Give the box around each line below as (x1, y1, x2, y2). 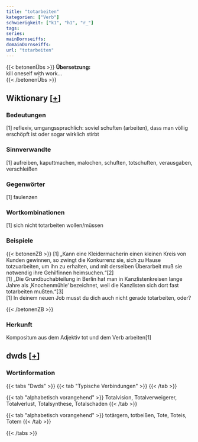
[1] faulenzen (6, 194, 38, 201)
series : (6, 31, 25, 37)
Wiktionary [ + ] (6, 93, 61, 104)
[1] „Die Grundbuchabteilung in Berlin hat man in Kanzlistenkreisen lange (6, 275, 183, 282)
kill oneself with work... (6, 69, 63, 77)
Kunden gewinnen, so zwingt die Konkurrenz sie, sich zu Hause (6, 256, 161, 264)
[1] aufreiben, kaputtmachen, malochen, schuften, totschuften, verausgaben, (6, 159, 193, 166)
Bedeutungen (6, 111, 46, 119)
